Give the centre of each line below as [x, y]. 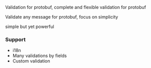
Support [16, 39]
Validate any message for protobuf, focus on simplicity [62, 17]
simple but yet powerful [30, 26]
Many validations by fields [40, 56]
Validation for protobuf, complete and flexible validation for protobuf [76, 7]
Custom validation [31, 61]
